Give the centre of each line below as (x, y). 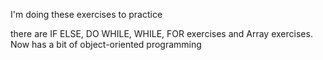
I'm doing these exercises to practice (86, 14)
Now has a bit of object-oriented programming (106, 44)
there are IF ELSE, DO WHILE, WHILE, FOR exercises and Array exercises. (161, 33)
